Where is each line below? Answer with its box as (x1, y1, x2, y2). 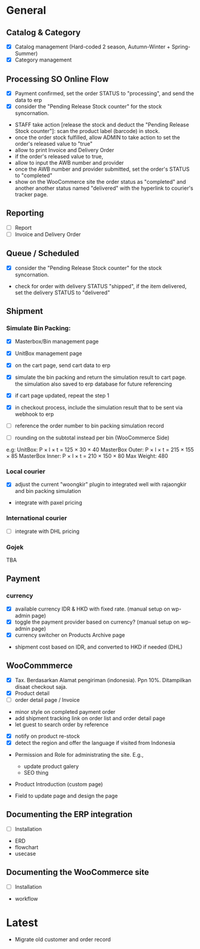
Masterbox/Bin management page (14, 338, 99, 345)
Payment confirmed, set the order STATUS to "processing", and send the (14, 90, 194, 97)
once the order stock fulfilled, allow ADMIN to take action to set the (14, 134, 180, 141)
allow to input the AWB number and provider (14, 159, 124, 167)
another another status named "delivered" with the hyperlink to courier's (14, 184, 193, 192)
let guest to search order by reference (14, 720, 109, 728)
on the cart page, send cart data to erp (14, 362, 110, 369)
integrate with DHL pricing (14, 528, 79, 535)
